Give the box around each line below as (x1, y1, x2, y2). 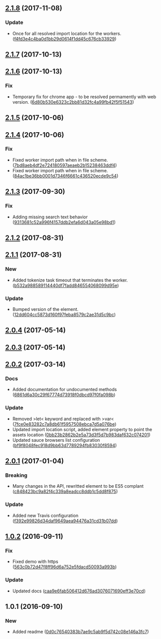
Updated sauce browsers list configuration (12, 437, 100, 443)
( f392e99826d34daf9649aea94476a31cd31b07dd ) (12, 518, 118, 524)
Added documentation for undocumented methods (12, 387, 117, 393)
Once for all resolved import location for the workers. (12, 30, 122, 37)
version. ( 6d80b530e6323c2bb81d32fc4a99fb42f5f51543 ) (12, 99, 135, 105)
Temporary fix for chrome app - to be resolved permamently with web (12, 94, 157, 100)
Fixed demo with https (12, 558, 58, 565)
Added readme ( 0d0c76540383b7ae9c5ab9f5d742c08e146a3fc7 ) (12, 628, 149, 635)
